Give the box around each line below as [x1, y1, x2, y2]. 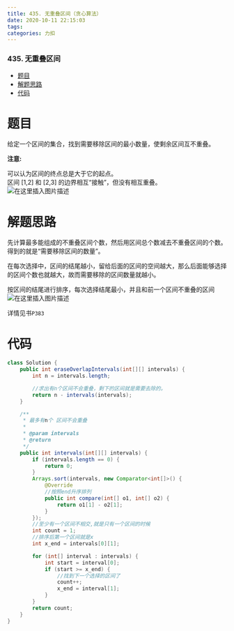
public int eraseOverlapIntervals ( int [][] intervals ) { [19, 366, 186, 373]
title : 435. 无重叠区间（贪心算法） [7, 10, 102, 17]
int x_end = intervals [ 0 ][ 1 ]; [32, 540, 120, 547]
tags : [7, 23, 23, 30]
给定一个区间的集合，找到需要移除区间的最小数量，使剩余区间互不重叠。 [7, 140, 214, 149]
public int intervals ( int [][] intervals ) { [19, 449, 148, 457]
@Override [44, 482, 73, 489]
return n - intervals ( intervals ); [32, 391, 132, 398]
